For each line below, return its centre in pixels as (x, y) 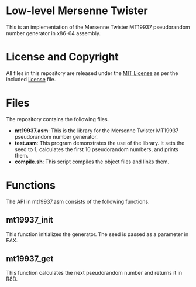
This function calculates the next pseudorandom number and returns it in (94, 273)
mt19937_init (30, 220)
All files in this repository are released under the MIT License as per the (92, 73)
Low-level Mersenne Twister (77, 11)
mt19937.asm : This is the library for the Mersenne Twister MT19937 (97, 131)
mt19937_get (30, 259)
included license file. (31, 79)
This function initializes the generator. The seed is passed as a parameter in (97, 234)
